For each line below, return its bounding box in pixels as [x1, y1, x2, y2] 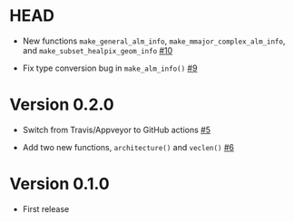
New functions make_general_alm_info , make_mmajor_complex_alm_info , [22, 35, 286, 46]
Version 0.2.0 [9, 94, 115, 115]
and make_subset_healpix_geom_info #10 [22, 44, 173, 55]
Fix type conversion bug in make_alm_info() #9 [22, 63, 198, 73]
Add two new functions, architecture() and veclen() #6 [22, 141, 234, 152]
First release [22, 203, 70, 214]
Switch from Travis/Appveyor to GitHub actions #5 [22, 124, 211, 135]
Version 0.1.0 [9, 174, 111, 195]
